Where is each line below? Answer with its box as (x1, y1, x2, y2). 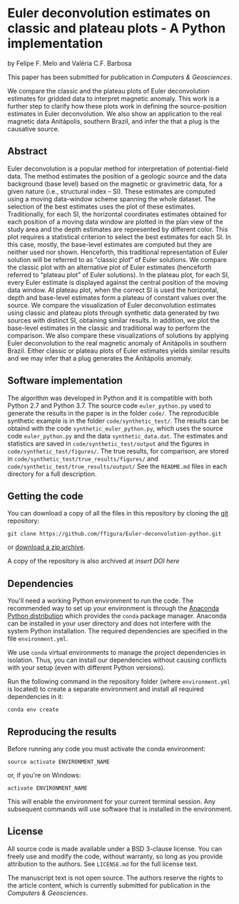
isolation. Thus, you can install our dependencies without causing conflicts (7, 656, 227, 665)
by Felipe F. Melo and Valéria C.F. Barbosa (7, 59, 132, 67)
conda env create (7, 706, 59, 713)
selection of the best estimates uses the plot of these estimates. (7, 202, 196, 211)
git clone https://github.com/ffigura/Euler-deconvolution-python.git (7, 531, 222, 538)
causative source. (7, 124, 60, 133)
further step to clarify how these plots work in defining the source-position (7, 101, 227, 110)
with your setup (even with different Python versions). (7, 663, 166, 672)
